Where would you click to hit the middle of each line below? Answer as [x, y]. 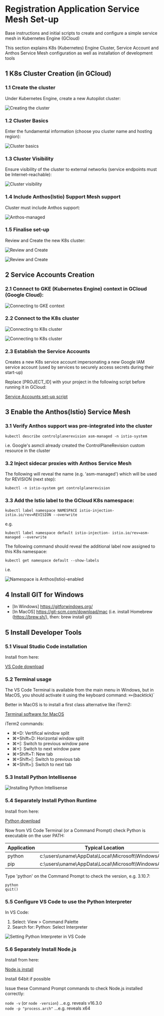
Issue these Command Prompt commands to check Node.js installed [74, 989]
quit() [12, 889]
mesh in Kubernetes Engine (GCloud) [42, 38]
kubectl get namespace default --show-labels [52, 561]
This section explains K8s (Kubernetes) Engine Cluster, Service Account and [82, 48]
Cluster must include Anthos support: [43, 208]
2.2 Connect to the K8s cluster [42, 319]
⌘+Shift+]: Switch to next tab [42, 765]
